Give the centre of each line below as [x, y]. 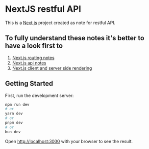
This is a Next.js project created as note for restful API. [60, 23]
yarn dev [14, 114]
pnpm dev [14, 123]
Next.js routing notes [33, 58]
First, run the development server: [39, 95]
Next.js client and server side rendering [52, 68]
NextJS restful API [43, 9]
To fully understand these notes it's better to [75, 38]
